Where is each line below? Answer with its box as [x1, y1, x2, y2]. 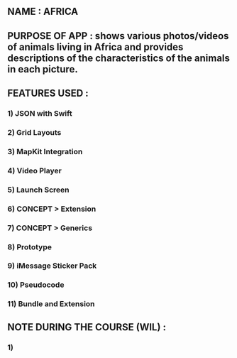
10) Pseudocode [7, 280, 65, 290]
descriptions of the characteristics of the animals [7, 52, 231, 64]
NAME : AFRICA [7, 6, 79, 18]
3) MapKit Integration [7, 146, 83, 156]
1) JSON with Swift [7, 109, 72, 119]
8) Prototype [7, 242, 52, 251]
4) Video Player [7, 166, 62, 175]
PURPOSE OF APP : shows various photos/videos [7, 30, 229, 42]
